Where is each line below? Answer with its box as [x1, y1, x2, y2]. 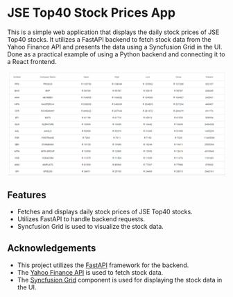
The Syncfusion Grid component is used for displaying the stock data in [17, 275, 223, 284]
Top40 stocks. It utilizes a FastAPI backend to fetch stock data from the [7, 35, 212, 43]
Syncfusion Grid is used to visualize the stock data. [17, 222, 164, 230]
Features [7, 189, 46, 201]
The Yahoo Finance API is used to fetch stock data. [17, 268, 164, 276]
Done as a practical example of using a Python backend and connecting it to [7, 50, 225, 58]
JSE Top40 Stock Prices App [7, 5, 175, 21]
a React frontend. [7, 57, 57, 65]
